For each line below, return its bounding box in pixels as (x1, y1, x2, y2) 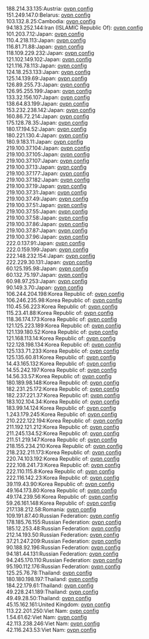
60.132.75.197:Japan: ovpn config (6, 271, 88, 278)
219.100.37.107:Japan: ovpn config (6, 158, 89, 164)
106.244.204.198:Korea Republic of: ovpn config (6, 291, 125, 297)
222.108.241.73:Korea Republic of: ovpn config (6, 462, 120, 468)
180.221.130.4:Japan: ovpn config (6, 132, 88, 139)
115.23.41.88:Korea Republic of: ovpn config (6, 310, 114, 316)
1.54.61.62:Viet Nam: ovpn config (6, 614, 88, 621)
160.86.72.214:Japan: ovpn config (6, 113, 89, 120)
